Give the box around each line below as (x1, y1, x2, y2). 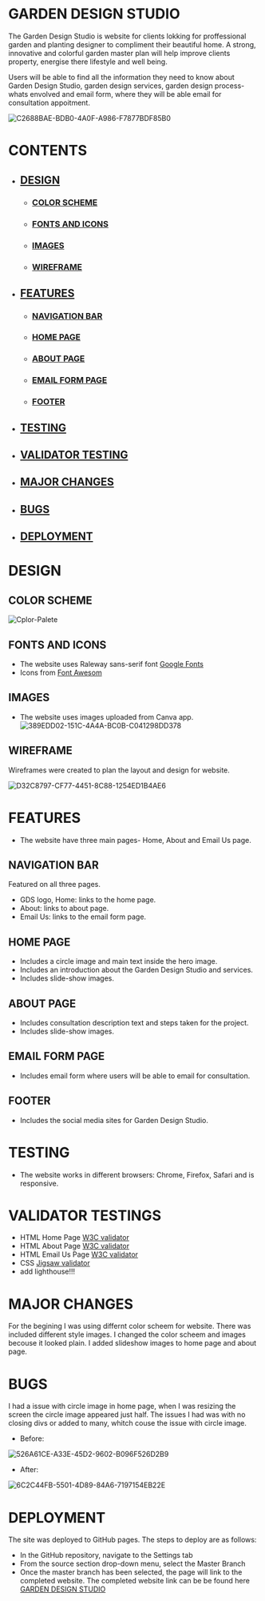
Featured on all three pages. (8, 880, 101, 889)
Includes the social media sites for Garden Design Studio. (19, 1115, 209, 1125)
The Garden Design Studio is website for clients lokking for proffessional (8, 31, 247, 41)
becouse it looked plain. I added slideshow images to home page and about (8, 1338, 257, 1348)
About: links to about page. (19, 904, 109, 913)
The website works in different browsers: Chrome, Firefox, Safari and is (19, 1170, 255, 1179)
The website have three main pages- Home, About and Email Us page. (19, 835, 251, 845)
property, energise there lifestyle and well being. (8, 57, 168, 66)
